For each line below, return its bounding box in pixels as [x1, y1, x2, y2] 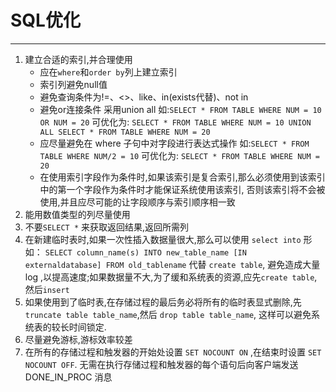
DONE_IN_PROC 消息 [24, 371, 113, 383]
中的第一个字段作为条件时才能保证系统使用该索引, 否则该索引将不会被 [39, 183, 326, 195]
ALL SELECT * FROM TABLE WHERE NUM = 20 [39, 127, 211, 137]
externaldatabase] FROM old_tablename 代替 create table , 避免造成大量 [24, 258, 321, 270]
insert [42, 285, 70, 295]
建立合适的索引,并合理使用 [24, 53, 133, 65]
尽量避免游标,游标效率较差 [24, 333, 133, 345]
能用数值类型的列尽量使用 [24, 208, 131, 220]
